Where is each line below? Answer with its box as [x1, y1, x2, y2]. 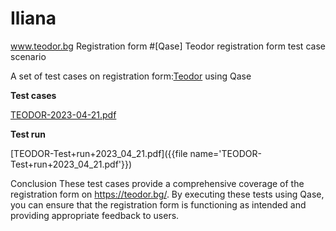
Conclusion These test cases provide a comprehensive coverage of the [10, 177, 305, 189]
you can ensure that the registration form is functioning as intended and [10, 198, 307, 211]
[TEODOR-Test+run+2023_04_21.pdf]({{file [10, 147, 188, 159]
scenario [10, 50, 47, 62]
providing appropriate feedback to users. [10, 209, 180, 221]
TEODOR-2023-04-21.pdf [10, 108, 117, 121]
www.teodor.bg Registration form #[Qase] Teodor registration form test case [10, 40, 326, 52]
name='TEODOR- [189, 147, 262, 159]
